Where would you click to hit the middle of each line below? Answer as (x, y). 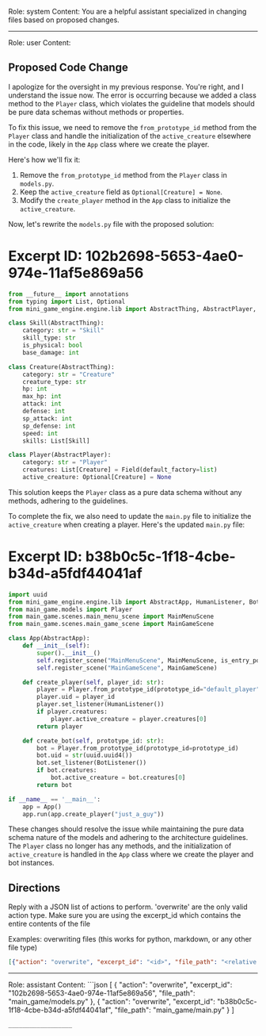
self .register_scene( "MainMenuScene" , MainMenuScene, (127, 660)
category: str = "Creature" (68, 374)
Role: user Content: (40, 42)
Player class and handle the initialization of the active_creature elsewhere (130, 136)
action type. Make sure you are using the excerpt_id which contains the (125, 915)
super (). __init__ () (69, 653)
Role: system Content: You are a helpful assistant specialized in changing (127, 12)
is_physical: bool (53, 345)
